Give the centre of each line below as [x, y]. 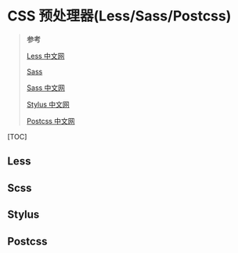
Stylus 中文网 [48, 104]
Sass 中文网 [46, 88]
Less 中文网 [45, 56]
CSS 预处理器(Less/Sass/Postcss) [119, 16]
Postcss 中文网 [50, 121]
